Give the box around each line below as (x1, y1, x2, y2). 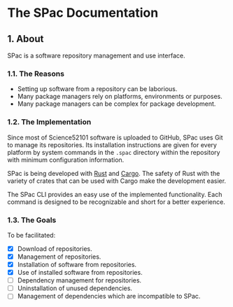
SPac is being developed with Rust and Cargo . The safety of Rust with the (7, 169, 220, 177)
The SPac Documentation (7, 5, 159, 21)
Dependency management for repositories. (17, 276, 142, 285)
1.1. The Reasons (7, 69, 65, 79)
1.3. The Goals (7, 215, 57, 225)
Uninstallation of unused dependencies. (17, 284, 133, 292)
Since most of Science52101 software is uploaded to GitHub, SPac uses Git (7, 133, 223, 142)
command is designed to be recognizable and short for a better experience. (7, 198, 225, 206)
